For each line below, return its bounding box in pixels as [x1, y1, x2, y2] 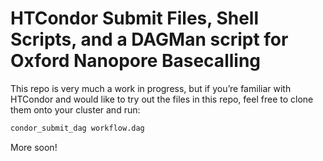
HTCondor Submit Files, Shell [10, 7, 260, 30]
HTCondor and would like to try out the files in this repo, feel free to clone [10, 93, 314, 105]
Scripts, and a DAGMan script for [10, 28, 289, 51]
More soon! [10, 141, 58, 153]
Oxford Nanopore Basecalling [10, 50, 262, 72]
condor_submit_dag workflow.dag [10, 123, 145, 133]
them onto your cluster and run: [10, 103, 141, 116]
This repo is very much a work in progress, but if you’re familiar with [10, 82, 292, 94]
